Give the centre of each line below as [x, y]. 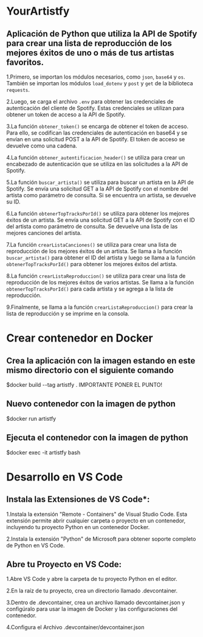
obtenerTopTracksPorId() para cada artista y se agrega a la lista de [90, 289]
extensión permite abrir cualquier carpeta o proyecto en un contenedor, [96, 520]
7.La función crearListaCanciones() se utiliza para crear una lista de [91, 245]
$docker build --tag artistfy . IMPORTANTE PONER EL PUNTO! [84, 385]
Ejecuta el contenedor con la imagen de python [97, 438]
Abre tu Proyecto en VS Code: [64, 565]
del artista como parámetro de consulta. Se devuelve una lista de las [92, 226]
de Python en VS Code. [36, 545]
